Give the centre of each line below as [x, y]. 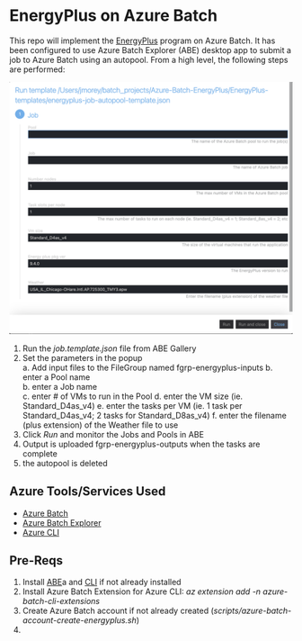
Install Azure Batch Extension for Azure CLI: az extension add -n [142, 591]
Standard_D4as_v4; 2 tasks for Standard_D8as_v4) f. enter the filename [155, 415]
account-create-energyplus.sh [80, 620]
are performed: [37, 69]
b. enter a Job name [59, 386]
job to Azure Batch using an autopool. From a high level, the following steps [149, 59]
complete [40, 453]
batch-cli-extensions [61, 601]
